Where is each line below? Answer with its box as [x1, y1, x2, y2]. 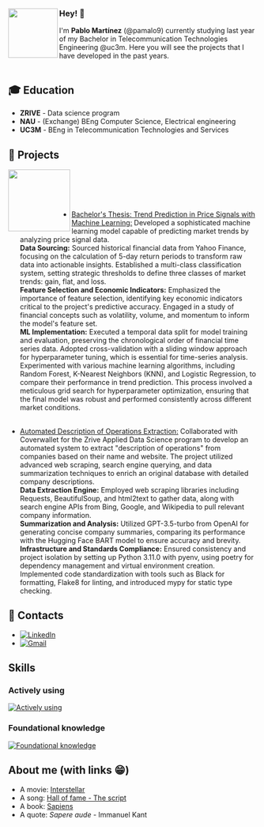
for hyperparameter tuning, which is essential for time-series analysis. [19, 352, 248, 361]
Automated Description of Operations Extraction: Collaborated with [19, 426, 239, 436]
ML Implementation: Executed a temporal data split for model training [19, 327, 247, 336]
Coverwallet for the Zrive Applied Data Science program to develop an [19, 435, 249, 444]
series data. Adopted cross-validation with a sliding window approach [19, 344, 247, 353]
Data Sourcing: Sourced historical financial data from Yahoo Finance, [19, 243, 247, 252]
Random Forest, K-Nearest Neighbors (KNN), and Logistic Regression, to [19, 368, 257, 379]
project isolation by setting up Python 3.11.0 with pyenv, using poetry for [19, 552, 255, 561]
